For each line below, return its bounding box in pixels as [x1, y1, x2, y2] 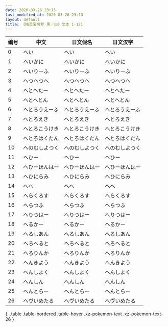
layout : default [5, 17, 40, 22]
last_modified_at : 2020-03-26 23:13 [5, 12, 83, 17]
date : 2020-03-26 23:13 [5, 7, 56, 13]
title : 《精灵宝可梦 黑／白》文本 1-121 [5, 21, 83, 27]
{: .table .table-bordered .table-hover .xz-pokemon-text [5, 311, 123, 317]
